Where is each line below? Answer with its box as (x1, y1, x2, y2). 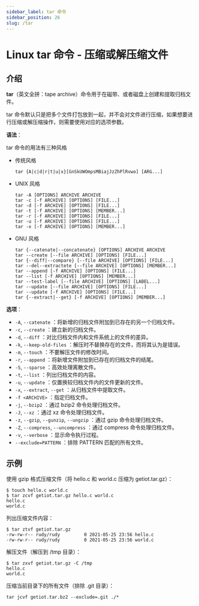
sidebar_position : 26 (6, 14, 61, 20)
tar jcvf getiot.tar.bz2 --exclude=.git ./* (6, 594, 119, 601)
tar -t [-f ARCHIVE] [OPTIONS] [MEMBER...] (14, 208, 126, 214)
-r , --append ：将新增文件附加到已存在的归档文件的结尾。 (14, 356, 157, 363)
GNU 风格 (14, 235, 40, 243)
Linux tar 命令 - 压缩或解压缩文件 (6, 48, 169, 61)
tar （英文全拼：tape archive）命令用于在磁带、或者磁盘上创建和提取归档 (6, 91, 186, 98)
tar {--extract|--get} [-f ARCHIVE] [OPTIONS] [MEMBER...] (14, 294, 166, 301)
